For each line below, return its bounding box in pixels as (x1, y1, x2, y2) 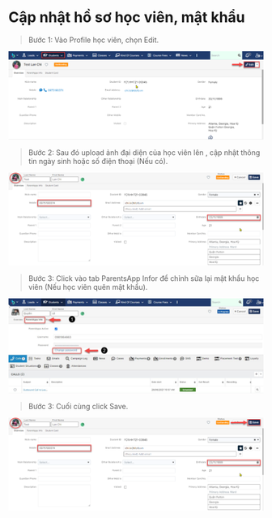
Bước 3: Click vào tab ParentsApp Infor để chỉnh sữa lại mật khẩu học (28, 273, 260, 283)
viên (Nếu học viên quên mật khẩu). (28, 282, 148, 291)
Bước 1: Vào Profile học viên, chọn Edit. (28, 35, 159, 45)
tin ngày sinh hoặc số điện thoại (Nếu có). (28, 156, 168, 166)
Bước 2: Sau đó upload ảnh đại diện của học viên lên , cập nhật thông (28, 147, 261, 158)
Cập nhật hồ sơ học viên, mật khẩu (8, 8, 245, 27)
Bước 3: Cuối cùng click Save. (28, 401, 129, 411)
